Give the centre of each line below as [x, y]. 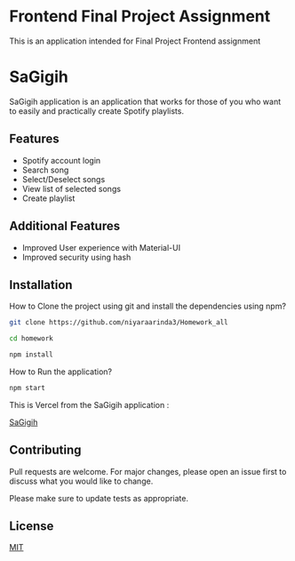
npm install [31, 355]
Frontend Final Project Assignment [140, 16]
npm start [28, 388]
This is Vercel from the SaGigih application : [89, 405]
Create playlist [48, 198]
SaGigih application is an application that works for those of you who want [145, 101]
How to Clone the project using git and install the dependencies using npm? [148, 306]
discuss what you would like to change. [81, 481]
